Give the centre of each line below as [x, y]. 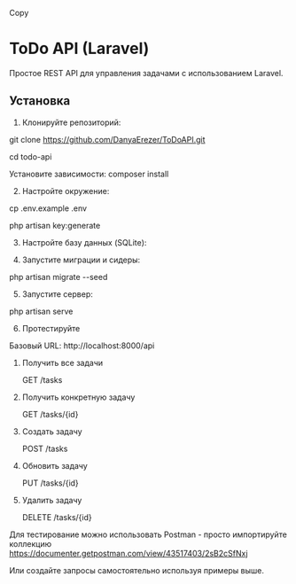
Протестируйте [51, 328]
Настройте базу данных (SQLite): [84, 242]
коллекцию [30, 543]
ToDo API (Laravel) [79, 49]
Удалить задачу [52, 500]
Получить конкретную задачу [78, 397]
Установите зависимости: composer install [89, 174]
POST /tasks [45, 448]
